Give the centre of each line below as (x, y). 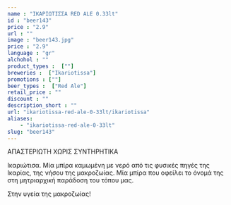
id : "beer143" (30, 20)
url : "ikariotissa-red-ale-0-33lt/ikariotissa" (79, 112)
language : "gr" (31, 54)
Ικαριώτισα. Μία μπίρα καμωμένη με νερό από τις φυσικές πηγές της (108, 166)
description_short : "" (42, 106)
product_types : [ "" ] (41, 66)
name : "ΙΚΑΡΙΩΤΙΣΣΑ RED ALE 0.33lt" (63, 14)
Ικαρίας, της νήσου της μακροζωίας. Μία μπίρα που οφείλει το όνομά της (115, 173)
